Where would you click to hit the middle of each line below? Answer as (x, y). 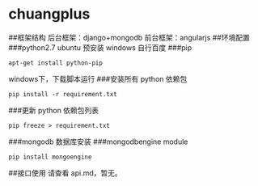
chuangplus (49, 14)
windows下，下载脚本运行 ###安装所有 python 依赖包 (98, 78)
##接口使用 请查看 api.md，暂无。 (66, 173)
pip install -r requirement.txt (63, 94)
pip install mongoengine (50, 157)
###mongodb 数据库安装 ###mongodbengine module (98, 142)
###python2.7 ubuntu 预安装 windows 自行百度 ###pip (100, 47)
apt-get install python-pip (56, 63)
